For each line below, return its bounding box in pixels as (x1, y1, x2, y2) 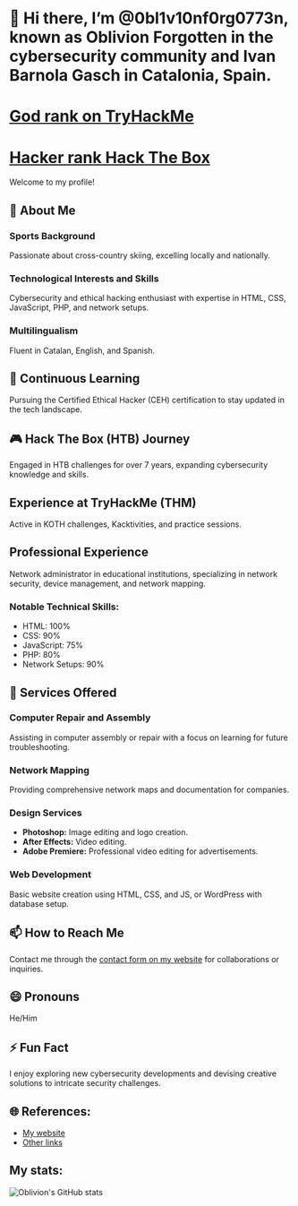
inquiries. (9, 963, 44, 974)
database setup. (9, 898, 70, 909)
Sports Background (9, 229, 96, 242)
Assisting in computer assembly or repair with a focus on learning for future (9, 732, 288, 743)
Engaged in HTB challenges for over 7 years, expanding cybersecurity (9, 460, 268, 470)
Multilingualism (9, 324, 79, 337)
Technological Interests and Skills (9, 272, 159, 285)
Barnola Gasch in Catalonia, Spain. (9, 65, 272, 86)
